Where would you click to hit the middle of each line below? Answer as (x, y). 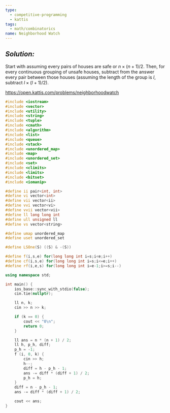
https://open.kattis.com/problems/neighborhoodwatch (62, 92)
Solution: (20, 54)
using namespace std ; (28, 275)
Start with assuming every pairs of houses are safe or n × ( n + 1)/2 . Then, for (85, 66)
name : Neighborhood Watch (32, 34)
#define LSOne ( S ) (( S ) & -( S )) (38, 247)
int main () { (19, 284)
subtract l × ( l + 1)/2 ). (27, 82)
